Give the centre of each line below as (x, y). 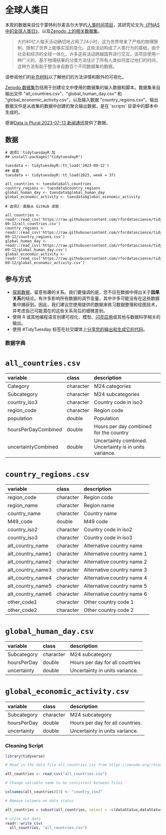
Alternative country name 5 (115, 586)
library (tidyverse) (25, 756)
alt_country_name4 (30, 578)
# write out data (23, 819)
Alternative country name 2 (115, 562)
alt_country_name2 (30, 562)
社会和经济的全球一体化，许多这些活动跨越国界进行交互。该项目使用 (86, 54)
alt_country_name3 (30, 570)
